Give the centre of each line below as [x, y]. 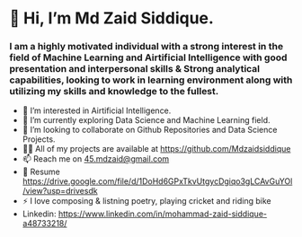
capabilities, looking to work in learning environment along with [151, 80]
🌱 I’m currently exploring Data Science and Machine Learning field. [147, 120]
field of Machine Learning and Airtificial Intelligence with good [148, 57]
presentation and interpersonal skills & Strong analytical [135, 69]
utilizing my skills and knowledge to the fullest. [114, 92]
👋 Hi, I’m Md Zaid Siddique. [111, 18]
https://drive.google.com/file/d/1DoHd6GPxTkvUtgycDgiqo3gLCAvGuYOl [157, 181]
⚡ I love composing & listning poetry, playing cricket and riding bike [147, 201]
